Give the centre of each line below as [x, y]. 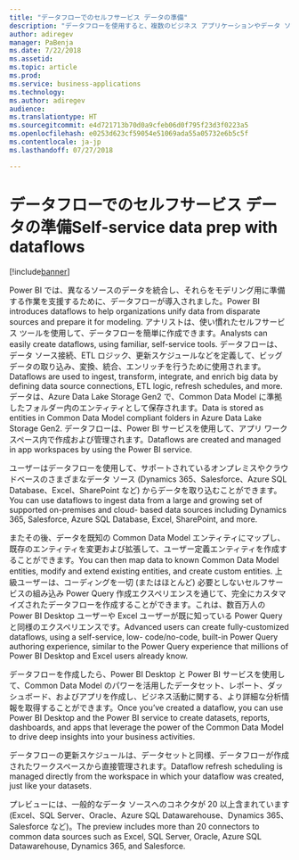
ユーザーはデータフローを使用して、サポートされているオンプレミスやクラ [145, 467]
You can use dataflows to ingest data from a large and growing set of [136, 500]
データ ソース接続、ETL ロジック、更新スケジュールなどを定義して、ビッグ [146, 355]
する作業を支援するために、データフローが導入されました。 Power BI [135, 301]
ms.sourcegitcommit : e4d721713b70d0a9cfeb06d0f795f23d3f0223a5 [129, 126]
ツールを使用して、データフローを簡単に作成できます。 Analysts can [143, 333]
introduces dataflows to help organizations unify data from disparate [135, 311]
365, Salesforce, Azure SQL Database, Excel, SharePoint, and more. [133, 519]
